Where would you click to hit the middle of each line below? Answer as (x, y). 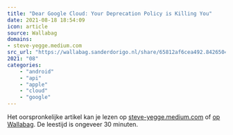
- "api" (31, 78)
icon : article (28, 26)
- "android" (37, 71)
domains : (20, 39)
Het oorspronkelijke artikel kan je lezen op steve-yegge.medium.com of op (114, 117)
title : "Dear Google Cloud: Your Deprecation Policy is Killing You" (110, 13)
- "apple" (34, 84)
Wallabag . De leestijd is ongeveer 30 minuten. (73, 124)
